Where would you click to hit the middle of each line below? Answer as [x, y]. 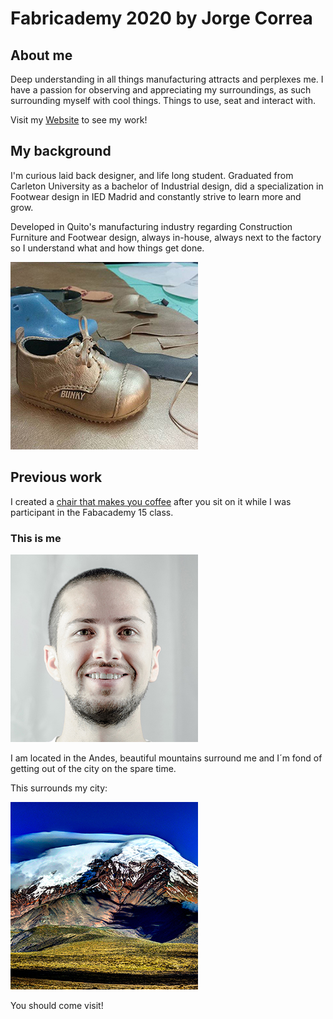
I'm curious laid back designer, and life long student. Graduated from [152, 175]
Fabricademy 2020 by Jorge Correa [161, 18]
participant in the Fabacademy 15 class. [92, 512]
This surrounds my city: [59, 788]
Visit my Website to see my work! [79, 120]
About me [41, 55]
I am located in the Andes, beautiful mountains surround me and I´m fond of [166, 758]
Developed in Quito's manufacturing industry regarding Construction [151, 226]
